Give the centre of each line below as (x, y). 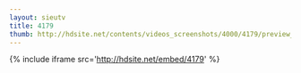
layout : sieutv (38, 17)
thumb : (21, 34)
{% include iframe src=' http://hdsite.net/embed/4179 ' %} (115, 60)
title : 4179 (31, 26)
